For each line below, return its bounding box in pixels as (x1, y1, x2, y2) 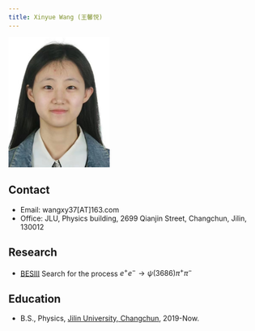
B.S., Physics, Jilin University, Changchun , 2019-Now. (19, 313, 200, 323)
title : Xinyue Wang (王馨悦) (8, 13, 104, 21)
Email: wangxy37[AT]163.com (19, 204, 120, 214)
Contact (8, 183, 50, 197)
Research (8, 246, 58, 260)
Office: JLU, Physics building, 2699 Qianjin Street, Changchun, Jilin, (19, 213, 247, 223)
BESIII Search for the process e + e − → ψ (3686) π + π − (19, 267, 193, 278)
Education (8, 292, 62, 306)
